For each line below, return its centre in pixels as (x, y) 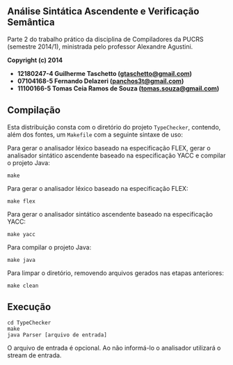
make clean (23, 286)
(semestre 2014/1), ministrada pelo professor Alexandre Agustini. (100, 46)
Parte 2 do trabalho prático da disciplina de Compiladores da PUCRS (105, 39)
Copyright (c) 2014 (35, 60)
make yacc (22, 234)
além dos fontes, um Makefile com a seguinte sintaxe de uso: (95, 134)
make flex (22, 201)
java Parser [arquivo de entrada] (57, 335)
